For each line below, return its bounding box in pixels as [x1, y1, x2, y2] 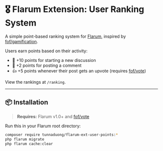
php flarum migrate [5, 136, 45, 142]
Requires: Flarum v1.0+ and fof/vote [16, 113, 90, 119]
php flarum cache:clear [5, 141, 53, 146]
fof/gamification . [5, 38, 38, 44]
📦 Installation [5, 98, 49, 106]
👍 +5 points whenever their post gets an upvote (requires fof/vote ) [12, 68, 147, 74]
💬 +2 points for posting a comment [12, 62, 81, 68]
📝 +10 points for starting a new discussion [12, 57, 96, 63]
